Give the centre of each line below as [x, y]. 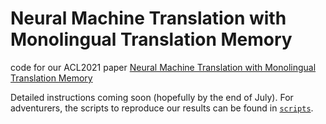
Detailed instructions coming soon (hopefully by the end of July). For [152, 97]
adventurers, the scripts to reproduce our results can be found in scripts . [162, 108]
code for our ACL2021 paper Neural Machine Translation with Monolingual [163, 67]
